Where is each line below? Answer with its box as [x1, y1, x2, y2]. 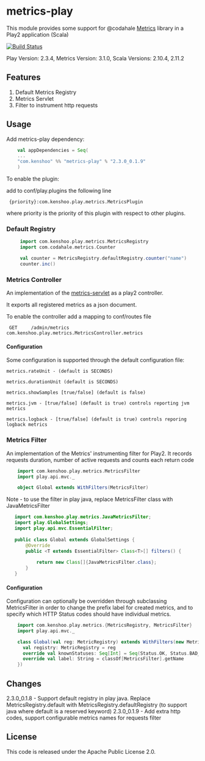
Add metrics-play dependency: [6, 135, 85, 143]
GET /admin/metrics [9, 325, 70, 331]
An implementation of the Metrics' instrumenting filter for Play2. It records [6, 450, 192, 457]
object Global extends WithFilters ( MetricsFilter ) [17, 485, 149, 491]
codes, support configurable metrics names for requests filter [6, 714, 162, 721]
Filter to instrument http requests [15, 101, 98, 109]
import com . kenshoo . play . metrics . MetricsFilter [17, 468, 140, 474]
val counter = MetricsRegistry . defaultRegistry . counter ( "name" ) [20, 255, 187, 262]
